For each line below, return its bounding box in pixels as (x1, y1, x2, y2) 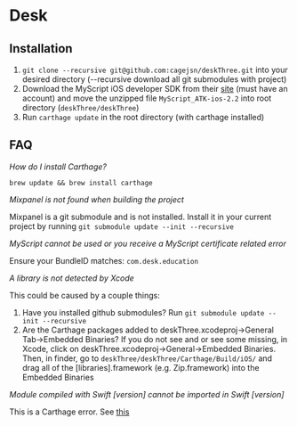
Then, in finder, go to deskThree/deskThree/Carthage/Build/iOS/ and (21, 353, 273, 364)
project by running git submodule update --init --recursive (9, 220, 234, 232)
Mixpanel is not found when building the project (9, 193, 185, 205)
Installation (9, 41, 73, 56)
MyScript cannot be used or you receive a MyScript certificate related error (9, 238, 287, 249)
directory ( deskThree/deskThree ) (21, 102, 140, 112)
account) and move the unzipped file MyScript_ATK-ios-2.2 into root (21, 93, 272, 103)
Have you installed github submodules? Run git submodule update (21, 307, 265, 317)
